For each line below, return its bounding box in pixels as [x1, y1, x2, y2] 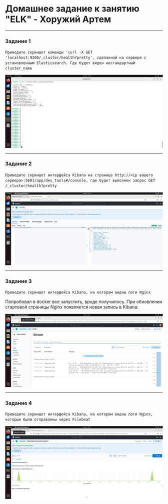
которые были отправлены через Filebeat [5, 417, 91, 422]
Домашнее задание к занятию [5, 3, 140, 14]
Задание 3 [5, 278, 32, 285]
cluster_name [5, 66, 32, 71]
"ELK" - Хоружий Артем [5, 13, 111, 25]
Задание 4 [5, 399, 32, 406]
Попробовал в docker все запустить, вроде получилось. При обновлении [5, 298, 162, 305]
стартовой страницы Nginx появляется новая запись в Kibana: [5, 304, 138, 310]
